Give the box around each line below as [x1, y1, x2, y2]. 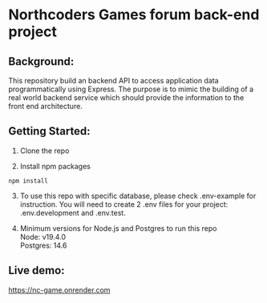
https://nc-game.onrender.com [8, 285, 111, 294]
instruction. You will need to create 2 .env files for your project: [19, 199, 229, 209]
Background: [8, 55, 75, 68]
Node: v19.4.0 [19, 232, 67, 241]
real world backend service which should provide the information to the [8, 93, 245, 102]
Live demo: [8, 264, 66, 277]
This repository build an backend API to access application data [8, 76, 219, 85]
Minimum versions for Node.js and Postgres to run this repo [19, 223, 217, 233]
